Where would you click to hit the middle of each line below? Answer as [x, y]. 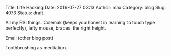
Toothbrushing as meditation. [36, 48]
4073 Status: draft [24, 13]
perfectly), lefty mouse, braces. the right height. [56, 28]
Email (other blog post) [29, 38]
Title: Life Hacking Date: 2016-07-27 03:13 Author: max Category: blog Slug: [86, 7]
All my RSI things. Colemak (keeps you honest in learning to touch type [80, 23]
